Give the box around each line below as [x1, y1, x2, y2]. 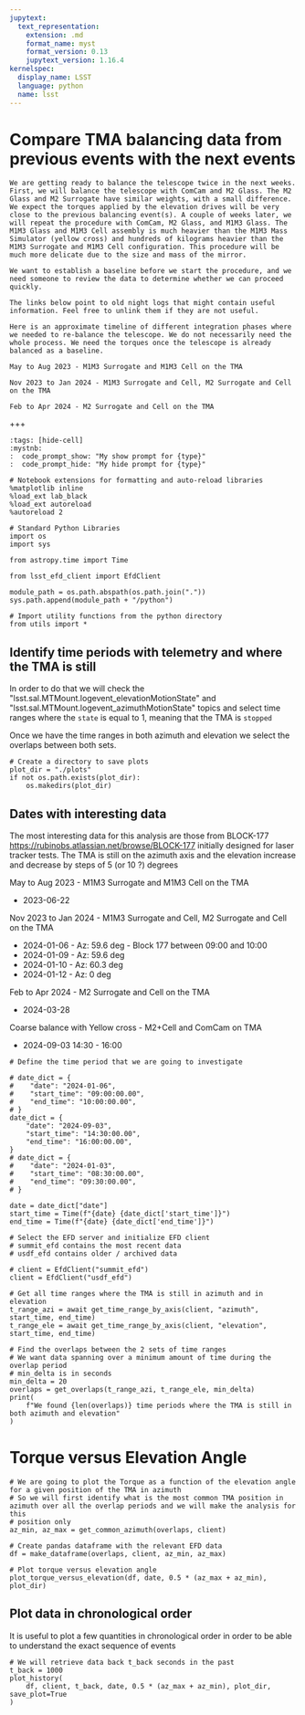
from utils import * [9, 620, 89, 629]
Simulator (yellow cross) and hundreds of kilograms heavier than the [9, 235, 284, 244]
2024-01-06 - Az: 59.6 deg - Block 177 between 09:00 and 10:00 [22, 940, 268, 951]
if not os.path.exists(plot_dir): [9, 773, 142, 783]
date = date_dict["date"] [9, 1202, 108, 1211]
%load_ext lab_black [9, 492, 89, 501]
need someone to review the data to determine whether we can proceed [9, 275, 284, 284]
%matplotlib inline [9, 484, 84, 493]
